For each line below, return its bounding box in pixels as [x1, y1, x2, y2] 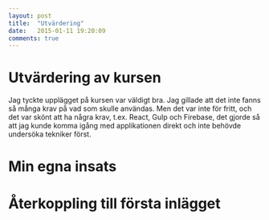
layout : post [8, 11, 52, 20]
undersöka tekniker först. [8, 129, 92, 139]
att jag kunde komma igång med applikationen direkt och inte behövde [8, 121, 242, 131]
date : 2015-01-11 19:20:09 [8, 26, 106, 35]
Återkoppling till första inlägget [8, 194, 221, 213]
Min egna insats [8, 157, 117, 176]
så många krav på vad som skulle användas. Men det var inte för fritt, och [8, 104, 252, 113]
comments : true [8, 34, 59, 43]
